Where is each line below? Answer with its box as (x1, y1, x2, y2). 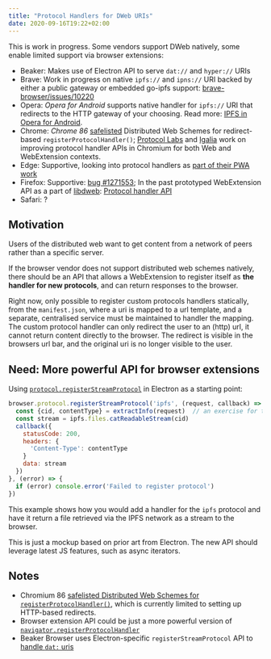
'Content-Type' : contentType (29, 445, 128, 453)
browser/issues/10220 (19, 91, 94, 101)
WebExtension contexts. (19, 151, 101, 162)
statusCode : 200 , (23, 430, 81, 438)
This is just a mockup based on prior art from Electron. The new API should (8, 537, 258, 547)
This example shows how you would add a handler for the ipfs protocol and (8, 504, 261, 514)
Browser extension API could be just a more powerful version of (19, 616, 232, 626)
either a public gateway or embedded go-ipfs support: (19, 82, 201, 93)
